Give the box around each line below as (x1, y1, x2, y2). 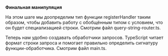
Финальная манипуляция (5, 5, 62, 10)
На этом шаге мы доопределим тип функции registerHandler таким (5, 14, 151, 20)
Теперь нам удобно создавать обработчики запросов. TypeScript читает (5, 35, 164, 40)
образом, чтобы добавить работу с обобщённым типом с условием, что (5, 20, 163, 25)
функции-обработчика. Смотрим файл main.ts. (5, 45, 107, 51)
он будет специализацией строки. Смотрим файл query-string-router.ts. (5, 25, 161, 31)
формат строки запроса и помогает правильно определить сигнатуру (5, 40, 158, 46)
